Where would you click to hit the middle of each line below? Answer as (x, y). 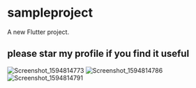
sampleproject (50, 13)
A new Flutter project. (38, 32)
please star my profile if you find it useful (98, 54)
